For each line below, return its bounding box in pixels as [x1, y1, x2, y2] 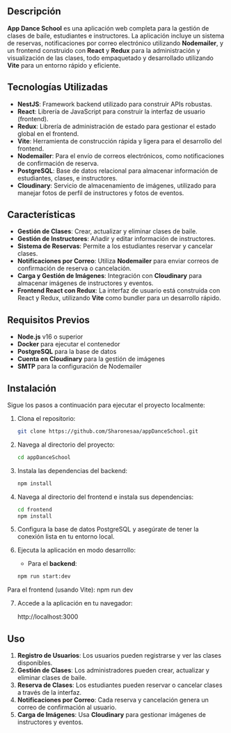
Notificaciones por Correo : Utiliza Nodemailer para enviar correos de [17, 257, 219, 265]
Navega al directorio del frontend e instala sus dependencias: [17, 493, 194, 501]
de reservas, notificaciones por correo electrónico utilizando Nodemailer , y [7, 38, 224, 47]
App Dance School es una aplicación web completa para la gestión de [7, 24, 209, 32]
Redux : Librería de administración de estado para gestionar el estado [17, 122, 216, 130]
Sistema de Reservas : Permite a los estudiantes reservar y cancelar [17, 242, 214, 250]
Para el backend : [27, 560, 78, 568]
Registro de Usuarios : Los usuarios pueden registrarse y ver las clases [17, 651, 221, 660]
